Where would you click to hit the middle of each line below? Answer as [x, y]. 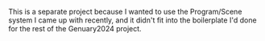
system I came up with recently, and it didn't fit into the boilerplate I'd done [132, 20]
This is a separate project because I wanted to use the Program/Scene [125, 12]
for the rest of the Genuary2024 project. [75, 29]
